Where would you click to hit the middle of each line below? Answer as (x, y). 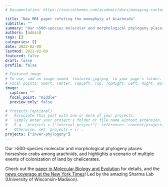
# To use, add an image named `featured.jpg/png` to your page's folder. (84, 79)
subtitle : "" (19, 23)
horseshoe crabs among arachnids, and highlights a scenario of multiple (79, 154)
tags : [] (14, 37)
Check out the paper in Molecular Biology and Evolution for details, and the (82, 169)
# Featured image (23, 74)
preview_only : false (31, 102)
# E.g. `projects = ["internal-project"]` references (64, 125)
